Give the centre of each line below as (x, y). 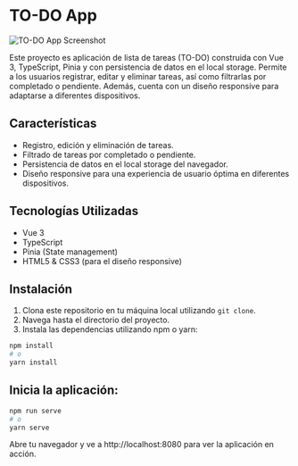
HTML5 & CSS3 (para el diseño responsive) (102, 261)
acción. (23, 454)
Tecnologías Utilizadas (74, 211)
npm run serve (36, 411)
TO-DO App (54, 16)
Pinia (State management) (70, 252)
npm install (31, 346)
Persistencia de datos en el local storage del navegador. (125, 164)
